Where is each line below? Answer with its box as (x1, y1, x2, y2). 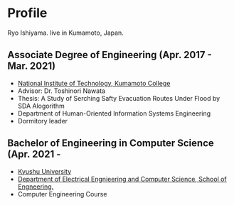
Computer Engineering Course (17, 189, 107, 198)
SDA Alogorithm (17, 101, 65, 110)
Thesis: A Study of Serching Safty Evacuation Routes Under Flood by (17, 94, 220, 102)
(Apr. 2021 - (7, 148, 61, 160)
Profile (7, 5, 48, 21)
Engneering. (17, 182, 54, 191)
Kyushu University (17, 167, 72, 175)
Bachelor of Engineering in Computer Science (7, 137, 215, 150)
